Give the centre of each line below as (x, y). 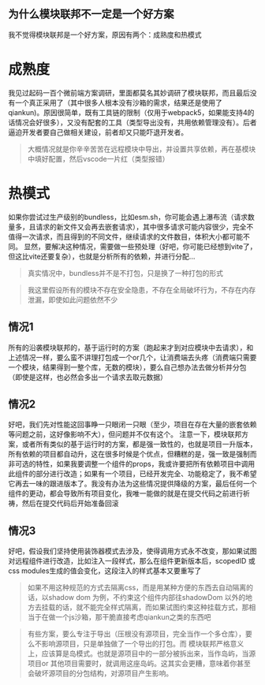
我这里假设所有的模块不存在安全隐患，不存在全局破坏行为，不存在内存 (142, 289)
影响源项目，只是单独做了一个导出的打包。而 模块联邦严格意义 (143, 644)
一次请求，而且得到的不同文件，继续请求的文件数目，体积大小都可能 (132, 236)
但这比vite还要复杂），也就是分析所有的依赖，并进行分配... (102, 256)
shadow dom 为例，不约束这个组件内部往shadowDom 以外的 (147, 598)
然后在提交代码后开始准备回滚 (70, 504)
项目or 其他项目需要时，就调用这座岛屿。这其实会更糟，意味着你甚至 (139, 664)
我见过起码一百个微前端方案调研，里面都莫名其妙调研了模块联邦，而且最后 (129, 92)
